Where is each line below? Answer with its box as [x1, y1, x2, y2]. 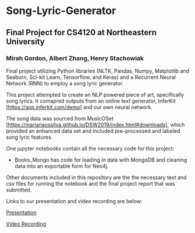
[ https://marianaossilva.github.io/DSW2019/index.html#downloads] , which [6, 121, 185, 128]
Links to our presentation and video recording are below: [6, 197, 143, 204]
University [6, 36, 45, 46]
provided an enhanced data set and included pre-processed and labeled [6, 127, 180, 134]
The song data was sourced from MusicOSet [6, 115, 114, 122]
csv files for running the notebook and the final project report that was [6, 180, 175, 187]
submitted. [6, 186, 32, 193]
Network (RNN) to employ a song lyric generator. [6, 80, 124, 87]
